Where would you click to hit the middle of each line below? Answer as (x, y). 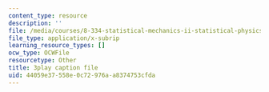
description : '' (35, 23)
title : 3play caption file (53, 68)
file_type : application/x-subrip (64, 38)
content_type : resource (48, 16)
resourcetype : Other (43, 61)
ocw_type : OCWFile (39, 53)
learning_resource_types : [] (57, 46)
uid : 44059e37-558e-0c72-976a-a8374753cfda (82, 75)
